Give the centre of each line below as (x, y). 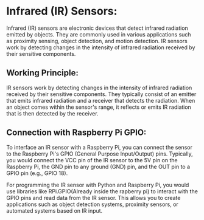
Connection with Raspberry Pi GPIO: (76, 133)
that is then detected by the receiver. (52, 113)
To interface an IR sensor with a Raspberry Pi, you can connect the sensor (100, 147)
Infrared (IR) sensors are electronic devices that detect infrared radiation (97, 28)
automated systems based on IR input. (55, 210)
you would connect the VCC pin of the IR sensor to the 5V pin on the (92, 160)
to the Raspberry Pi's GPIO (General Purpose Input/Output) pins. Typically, (100, 154)
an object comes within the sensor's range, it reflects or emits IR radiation (99, 107)
